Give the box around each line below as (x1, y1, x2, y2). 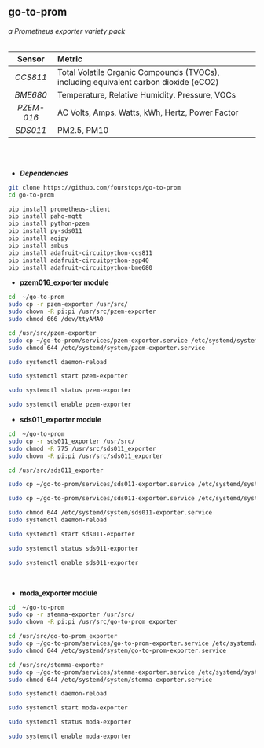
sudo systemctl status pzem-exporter (8, 386, 132, 395)
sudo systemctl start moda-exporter (8, 704, 128, 712)
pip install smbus (8, 241, 68, 249)
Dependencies (19, 168, 68, 178)
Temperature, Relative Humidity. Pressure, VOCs (57, 89, 236, 100)
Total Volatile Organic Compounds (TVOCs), (57, 66, 220, 77)
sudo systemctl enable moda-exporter (8, 732, 132, 741)
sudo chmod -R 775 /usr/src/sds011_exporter (8, 444, 156, 452)
